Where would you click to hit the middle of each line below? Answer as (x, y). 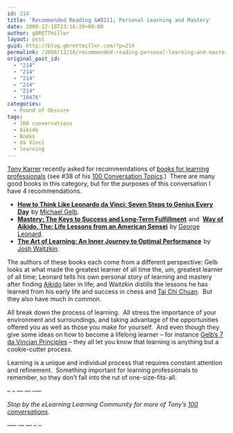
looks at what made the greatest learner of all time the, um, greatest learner (115, 269)
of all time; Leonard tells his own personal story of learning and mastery (110, 277)
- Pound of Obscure (42, 110)
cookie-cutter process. (40, 349)
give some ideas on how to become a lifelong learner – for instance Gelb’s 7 (115, 334)
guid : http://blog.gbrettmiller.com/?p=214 (71, 46)
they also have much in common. (54, 299)
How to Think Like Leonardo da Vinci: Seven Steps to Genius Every (115, 204)
